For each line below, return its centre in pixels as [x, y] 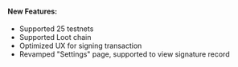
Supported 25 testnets [56, 29]
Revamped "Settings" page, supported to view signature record [124, 54]
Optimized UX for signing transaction [80, 46]
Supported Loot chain [55, 37]
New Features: [33, 11]
